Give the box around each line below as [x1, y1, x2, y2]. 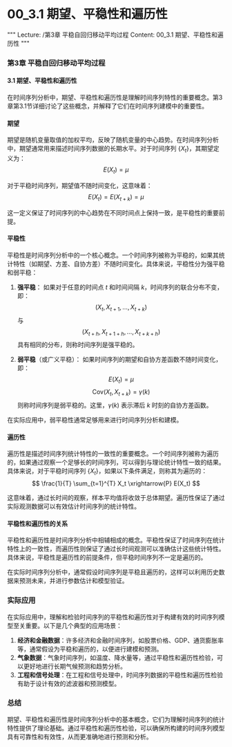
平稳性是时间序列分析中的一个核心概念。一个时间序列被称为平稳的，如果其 [7, 250, 219, 259]
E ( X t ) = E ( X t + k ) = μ [88, 192, 144, 203]
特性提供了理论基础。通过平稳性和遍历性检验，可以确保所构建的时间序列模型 [7, 723, 225, 732]
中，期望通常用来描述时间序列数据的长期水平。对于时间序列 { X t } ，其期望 [7, 145, 214, 154]
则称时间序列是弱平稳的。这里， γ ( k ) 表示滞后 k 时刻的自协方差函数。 [17, 401, 213, 409]
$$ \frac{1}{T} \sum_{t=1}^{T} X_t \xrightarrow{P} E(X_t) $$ [32, 479, 200, 488]
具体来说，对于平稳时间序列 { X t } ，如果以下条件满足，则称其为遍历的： [7, 467, 208, 477]
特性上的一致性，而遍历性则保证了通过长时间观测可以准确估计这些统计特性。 [7, 544, 225, 553]
